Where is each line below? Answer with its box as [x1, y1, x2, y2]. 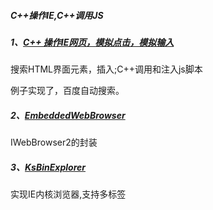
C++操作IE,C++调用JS [10, 9, 104, 21]
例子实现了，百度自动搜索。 [10, 85, 125, 97]
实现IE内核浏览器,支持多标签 [10, 188, 127, 200]
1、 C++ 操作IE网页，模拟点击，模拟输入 [10, 36, 175, 48]
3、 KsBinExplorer [10, 161, 86, 173]
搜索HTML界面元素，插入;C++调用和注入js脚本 [10, 63, 203, 75]
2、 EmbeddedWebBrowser [10, 109, 126, 121]
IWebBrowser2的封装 [10, 136, 98, 149]
